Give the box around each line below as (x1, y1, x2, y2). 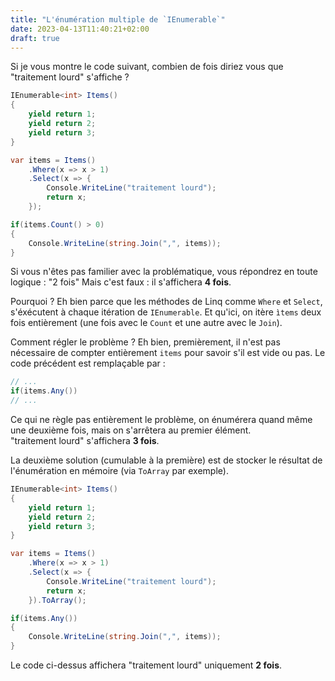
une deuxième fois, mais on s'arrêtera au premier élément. (10, 424, 252, 436)
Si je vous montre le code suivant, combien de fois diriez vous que (10, 61, 284, 73)
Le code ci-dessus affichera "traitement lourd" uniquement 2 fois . (10, 659, 283, 671)
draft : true (10, 33, 60, 43)
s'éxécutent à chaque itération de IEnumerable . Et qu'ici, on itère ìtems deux (10, 306, 322, 318)
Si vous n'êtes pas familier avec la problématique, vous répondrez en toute (10, 266, 318, 278)
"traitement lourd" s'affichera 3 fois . (10, 435, 160, 446)
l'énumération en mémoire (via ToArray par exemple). (10, 465, 229, 476)
